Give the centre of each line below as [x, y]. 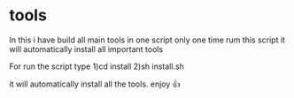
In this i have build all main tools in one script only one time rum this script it [147, 40]
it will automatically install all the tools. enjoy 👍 [95, 84]
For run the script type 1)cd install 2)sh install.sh [97, 66]
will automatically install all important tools [86, 49]
